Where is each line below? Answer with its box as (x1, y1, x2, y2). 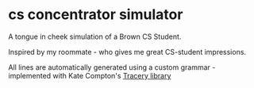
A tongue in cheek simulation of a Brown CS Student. (8, 32, 182, 41)
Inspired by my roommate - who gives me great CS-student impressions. (8, 47, 247, 56)
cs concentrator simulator (8, 6, 183, 24)
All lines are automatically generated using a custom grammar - (8, 62, 216, 72)
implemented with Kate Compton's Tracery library (8, 71, 171, 80)
